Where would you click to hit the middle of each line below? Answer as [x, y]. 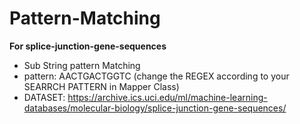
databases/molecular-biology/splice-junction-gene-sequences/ [155, 108]
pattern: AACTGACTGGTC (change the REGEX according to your [156, 76]
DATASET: [44, 97]
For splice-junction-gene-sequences [88, 46]
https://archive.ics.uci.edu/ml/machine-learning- [167, 97]
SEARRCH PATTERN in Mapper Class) [101, 86]
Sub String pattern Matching [82, 65]
